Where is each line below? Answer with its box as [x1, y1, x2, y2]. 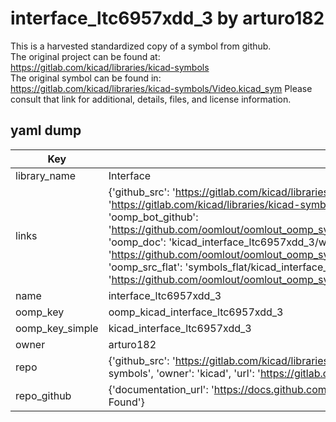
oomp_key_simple [15, 321, 99, 335]
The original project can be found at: [10, 50, 161, 62]
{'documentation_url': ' [108, 382, 215, 396]
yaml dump [10, 122, 82, 139]
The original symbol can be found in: [10, 72, 162, 84]
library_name [15, 168, 77, 182]
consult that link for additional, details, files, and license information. [10, 93, 292, 105]
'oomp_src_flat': [108, 260, 183, 274]
